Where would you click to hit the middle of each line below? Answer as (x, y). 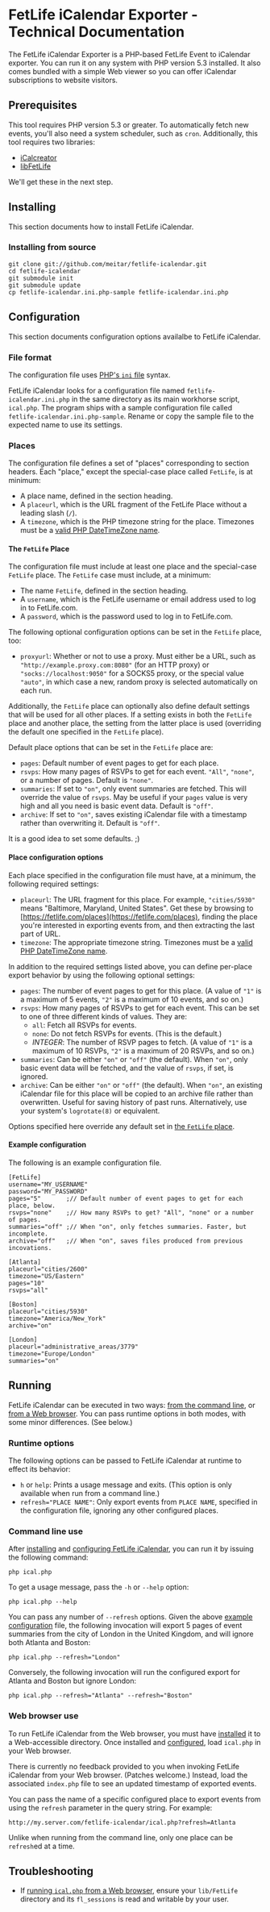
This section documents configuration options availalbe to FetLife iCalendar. (135, 336)
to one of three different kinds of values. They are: (104, 1016)
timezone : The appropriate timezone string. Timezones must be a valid (137, 942)
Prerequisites (43, 105)
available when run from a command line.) (90, 1493)
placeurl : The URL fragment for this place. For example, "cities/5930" (137, 899)
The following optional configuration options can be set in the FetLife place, (135, 632)
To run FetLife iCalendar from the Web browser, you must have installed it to (135, 1733)
